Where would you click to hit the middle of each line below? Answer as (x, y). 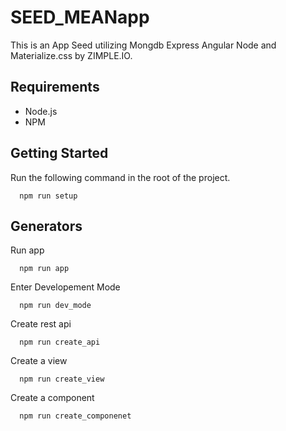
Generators (46, 226)
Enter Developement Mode (65, 287)
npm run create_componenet (75, 416)
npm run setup (48, 196)
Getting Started (59, 153)
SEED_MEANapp (80, 17)
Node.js (41, 111)
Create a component (52, 398)
